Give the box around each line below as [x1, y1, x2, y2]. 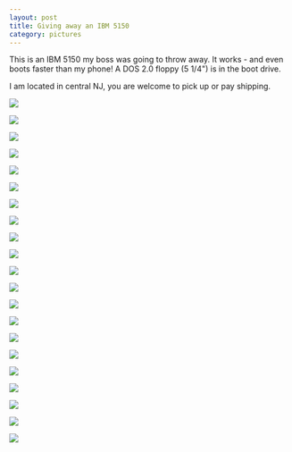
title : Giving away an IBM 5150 [9, 21, 129, 30]
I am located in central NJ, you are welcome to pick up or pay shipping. [9, 81, 271, 92]
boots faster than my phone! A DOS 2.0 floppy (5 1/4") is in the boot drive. [9, 63, 281, 74]
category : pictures [9, 29, 82, 38]
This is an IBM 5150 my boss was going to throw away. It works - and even [9, 54, 284, 65]
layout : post [9, 13, 58, 22]
